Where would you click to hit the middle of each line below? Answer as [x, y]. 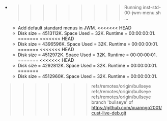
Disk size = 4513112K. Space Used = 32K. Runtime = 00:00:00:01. [87, 33]
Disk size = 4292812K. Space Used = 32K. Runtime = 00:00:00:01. [88, 66]
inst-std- [152, 7]
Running [133, 7]
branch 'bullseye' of [112, 102]
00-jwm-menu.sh [143, 13]
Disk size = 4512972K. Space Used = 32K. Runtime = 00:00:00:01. [87, 55]
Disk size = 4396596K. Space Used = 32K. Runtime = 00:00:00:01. [88, 44]
